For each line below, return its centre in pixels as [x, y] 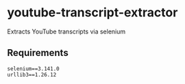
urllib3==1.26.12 [32, 74]
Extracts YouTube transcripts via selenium [66, 31]
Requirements [38, 53]
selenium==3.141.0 [33, 69]
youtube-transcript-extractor [92, 13]
